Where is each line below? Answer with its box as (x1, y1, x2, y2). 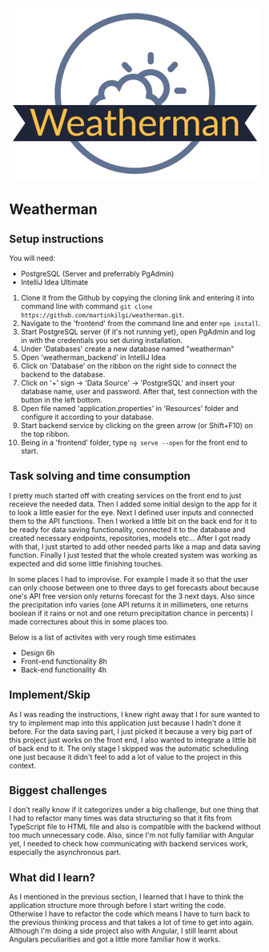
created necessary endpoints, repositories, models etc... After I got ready (9, 533, 251, 543)
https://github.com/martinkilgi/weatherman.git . (20, 310, 185, 320)
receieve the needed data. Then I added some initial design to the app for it (9, 499, 257, 509)
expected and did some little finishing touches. (9, 559, 163, 568)
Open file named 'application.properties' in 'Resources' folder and (20, 404, 239, 413)
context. (9, 760, 37, 770)
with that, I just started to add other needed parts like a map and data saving (9, 542, 261, 551)
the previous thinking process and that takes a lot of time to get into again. (9, 918, 255, 927)
